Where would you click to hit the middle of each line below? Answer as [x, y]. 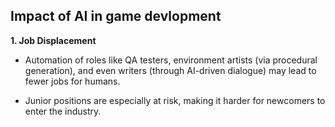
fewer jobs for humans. [72, 81]
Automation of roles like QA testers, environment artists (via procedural [171, 60]
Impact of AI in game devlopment [116, 16]
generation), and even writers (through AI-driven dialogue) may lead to [170, 70]
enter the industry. [63, 111]
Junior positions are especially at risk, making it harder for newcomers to [175, 100]
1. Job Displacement [53, 40]
